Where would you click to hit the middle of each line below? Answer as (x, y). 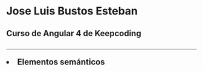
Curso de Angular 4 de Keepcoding (74, 33)
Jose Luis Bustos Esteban (72, 11)
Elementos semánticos (61, 62)
